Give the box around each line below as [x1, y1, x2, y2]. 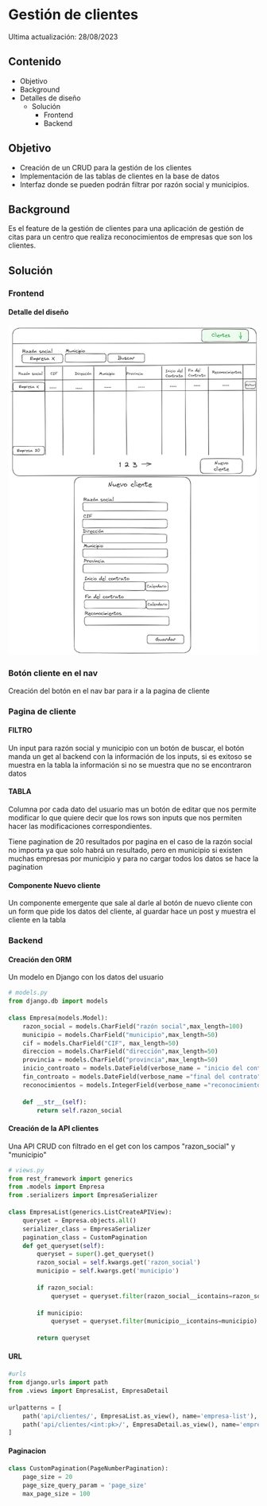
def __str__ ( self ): [22, 1097, 87, 1106]
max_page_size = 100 [22, 1490, 91, 1498]
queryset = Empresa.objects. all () [22, 1216, 137, 1224]
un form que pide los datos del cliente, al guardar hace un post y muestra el [8, 906, 256, 917]
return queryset [37, 1334, 91, 1343]
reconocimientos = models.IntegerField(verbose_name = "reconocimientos [22, 1081, 265, 1089]
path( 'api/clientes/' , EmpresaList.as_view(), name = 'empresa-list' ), [22, 1412, 258, 1420]
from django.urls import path [8, 1379, 109, 1387]
